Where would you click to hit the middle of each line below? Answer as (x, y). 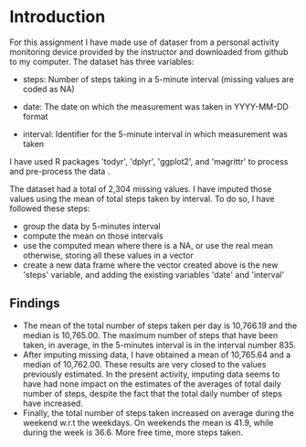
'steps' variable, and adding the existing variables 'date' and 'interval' (153, 274)
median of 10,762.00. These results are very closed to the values (144, 364)
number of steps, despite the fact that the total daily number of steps (153, 393)
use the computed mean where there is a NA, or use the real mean (148, 245)
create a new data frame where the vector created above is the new (150, 265)
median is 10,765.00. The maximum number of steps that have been (150, 335)
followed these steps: (50, 208)
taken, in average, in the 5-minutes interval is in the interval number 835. (159, 345)
